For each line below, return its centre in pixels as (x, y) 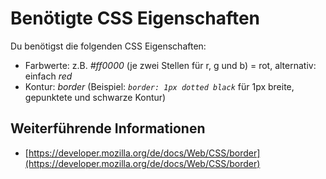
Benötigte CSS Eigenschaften (135, 18)
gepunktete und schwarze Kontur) (95, 97)
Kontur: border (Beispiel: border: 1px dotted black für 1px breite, (159, 86)
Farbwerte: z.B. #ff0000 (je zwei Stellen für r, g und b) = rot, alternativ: (170, 65)
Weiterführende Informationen (108, 128)
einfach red (48, 76)
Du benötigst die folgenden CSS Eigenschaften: (108, 46)
